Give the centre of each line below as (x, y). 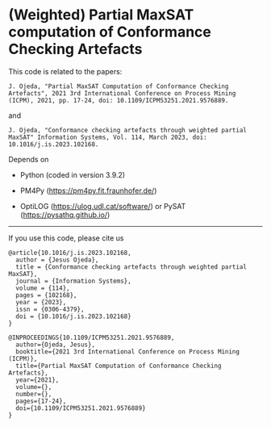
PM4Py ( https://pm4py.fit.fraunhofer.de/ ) (88, 190)
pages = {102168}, (47, 295)
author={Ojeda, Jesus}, (55, 345)
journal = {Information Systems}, (73, 281)
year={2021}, (38, 380)
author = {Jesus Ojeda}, (57, 260)
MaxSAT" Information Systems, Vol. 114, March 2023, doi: (108, 137)
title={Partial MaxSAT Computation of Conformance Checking (119, 366)
